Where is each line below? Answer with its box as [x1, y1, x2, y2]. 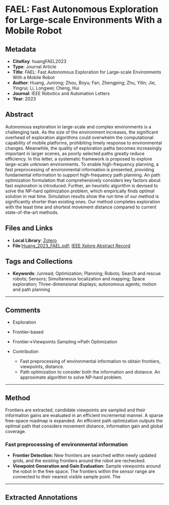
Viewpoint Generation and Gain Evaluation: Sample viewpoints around [12, 463, 161, 469]
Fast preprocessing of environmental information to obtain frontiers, [20, 358, 161, 365]
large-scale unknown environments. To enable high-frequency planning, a [5, 161, 159, 167]
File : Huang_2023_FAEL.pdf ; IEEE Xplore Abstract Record [12, 243, 131, 249]
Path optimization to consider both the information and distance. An [20, 369, 160, 375]
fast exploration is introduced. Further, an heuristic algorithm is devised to [5, 182, 158, 188]
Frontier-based [12, 329, 44, 335]
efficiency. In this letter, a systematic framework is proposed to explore [5, 156, 152, 162]
